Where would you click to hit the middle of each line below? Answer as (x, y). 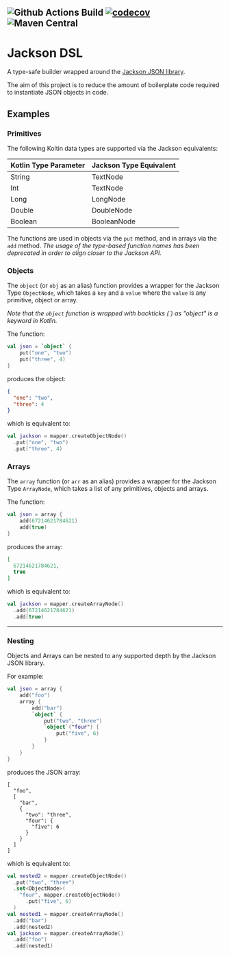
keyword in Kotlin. (32, 321)
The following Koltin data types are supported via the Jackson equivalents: (112, 149)
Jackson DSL (45, 53)
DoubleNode (112, 210)
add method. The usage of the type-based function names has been (103, 246)
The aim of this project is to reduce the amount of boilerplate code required (113, 85)
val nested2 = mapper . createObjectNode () (67, 876)
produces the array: (35, 546)
